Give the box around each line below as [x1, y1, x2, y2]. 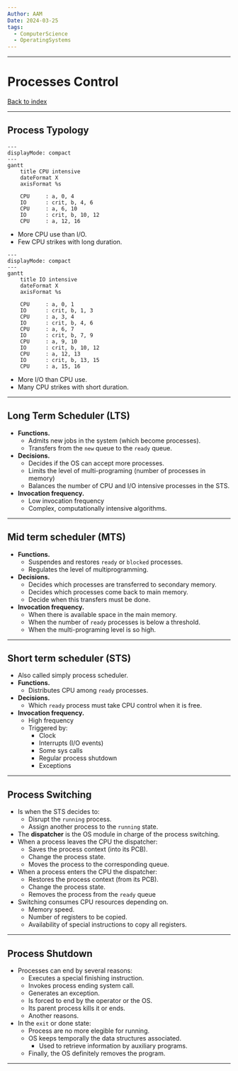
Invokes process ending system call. [28, 981, 135, 990]
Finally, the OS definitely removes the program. [28, 1049, 166, 1058]
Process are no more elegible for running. [28, 1026, 150, 1035]
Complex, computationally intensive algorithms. [28, 504, 167, 512]
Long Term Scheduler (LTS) [7, 410, 130, 422]
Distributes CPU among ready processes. [28, 686, 149, 695]
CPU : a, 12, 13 [20, 350, 81, 358]
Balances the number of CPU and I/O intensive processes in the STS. [28, 481, 230, 489]
